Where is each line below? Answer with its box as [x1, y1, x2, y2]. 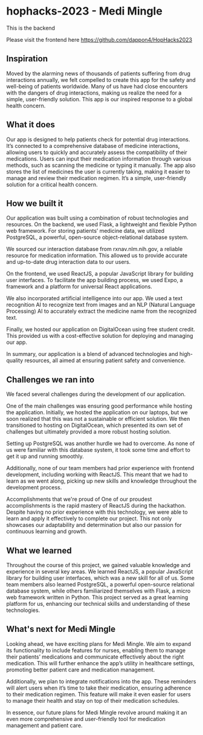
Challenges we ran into [6, 374, 95, 384]
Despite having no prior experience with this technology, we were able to [6, 508, 188, 516]
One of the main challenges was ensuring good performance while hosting [6, 402, 192, 410]
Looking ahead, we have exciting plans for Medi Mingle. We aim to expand [6, 640, 192, 647]
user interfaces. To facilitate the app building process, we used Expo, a [6, 277, 183, 284]
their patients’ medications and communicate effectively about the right [6, 653, 184, 660]
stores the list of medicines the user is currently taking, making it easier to [6, 168, 190, 175]
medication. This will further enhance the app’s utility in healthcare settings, [6, 659, 195, 666]
